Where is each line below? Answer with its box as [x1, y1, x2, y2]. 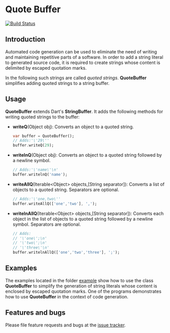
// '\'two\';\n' [12, 240, 47, 246]
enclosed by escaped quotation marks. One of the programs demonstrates [5, 288, 161, 294]
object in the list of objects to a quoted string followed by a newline [12, 216, 153, 222]
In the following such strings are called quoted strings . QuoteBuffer [5, 75, 147, 81]
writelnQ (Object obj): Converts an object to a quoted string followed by [12, 152, 162, 158]
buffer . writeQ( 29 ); [12, 143, 54, 148]
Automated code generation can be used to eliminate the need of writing [5, 48, 157, 54]
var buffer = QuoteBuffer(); [12, 133, 75, 138]
